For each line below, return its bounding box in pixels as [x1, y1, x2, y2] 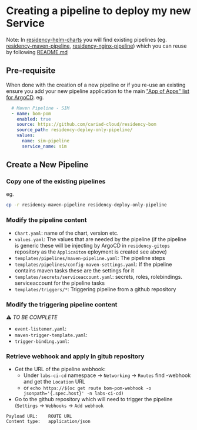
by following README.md [6, 48, 68, 55]
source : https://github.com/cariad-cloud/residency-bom [16, 122, 157, 128]
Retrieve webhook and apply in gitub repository [6, 352, 145, 360]
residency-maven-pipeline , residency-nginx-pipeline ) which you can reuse [6, 42, 187, 49]
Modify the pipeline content [6, 216, 87, 224]
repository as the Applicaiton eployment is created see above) [14, 248, 167, 255]
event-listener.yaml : [14, 325, 66, 332]
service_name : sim [21, 143, 67, 149]
